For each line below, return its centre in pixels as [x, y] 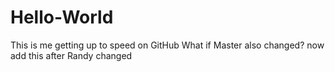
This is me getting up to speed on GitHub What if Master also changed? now [167, 45]
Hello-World [62, 17]
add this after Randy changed [71, 55]
